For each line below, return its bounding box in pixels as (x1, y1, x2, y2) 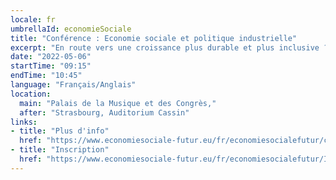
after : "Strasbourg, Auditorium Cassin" (19, 107, 190, 118)
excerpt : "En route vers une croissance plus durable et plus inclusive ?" (10, 42, 333, 53)
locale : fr (10, 14, 56, 25)
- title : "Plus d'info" (10, 126, 110, 136)
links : (10, 117, 38, 127)
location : (10, 89, 52, 99)
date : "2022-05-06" (10, 52, 92, 62)
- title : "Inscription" (10, 145, 110, 155)
